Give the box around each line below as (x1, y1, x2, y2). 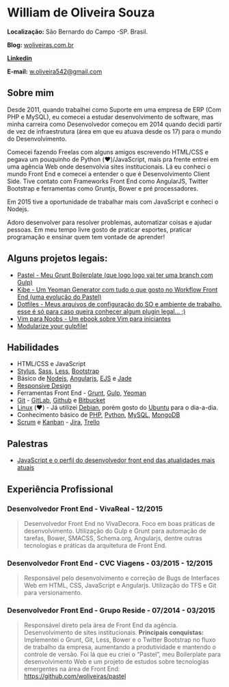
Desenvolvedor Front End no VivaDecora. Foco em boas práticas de (23, 519, 215, 527)
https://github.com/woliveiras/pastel (23, 672, 126, 680)
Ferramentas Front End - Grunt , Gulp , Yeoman (16, 389, 147, 397)
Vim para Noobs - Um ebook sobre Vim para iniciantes (16, 314, 172, 323)
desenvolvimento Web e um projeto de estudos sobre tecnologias (23, 658, 210, 666)
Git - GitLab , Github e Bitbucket (16, 396, 105, 405)
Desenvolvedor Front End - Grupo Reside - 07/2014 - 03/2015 (7, 605, 215, 615)
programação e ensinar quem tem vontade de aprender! (7, 232, 165, 241)
